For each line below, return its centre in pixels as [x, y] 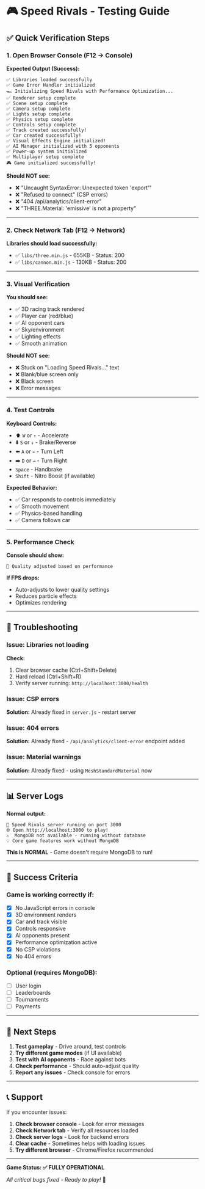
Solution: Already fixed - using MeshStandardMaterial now [79, 770]
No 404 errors [33, 956]
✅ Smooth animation [41, 344]
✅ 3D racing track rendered [50, 309]
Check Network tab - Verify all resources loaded [77, 1130]
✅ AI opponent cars [40, 323]
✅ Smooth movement [42, 506]
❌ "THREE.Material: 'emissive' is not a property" [76, 208]
